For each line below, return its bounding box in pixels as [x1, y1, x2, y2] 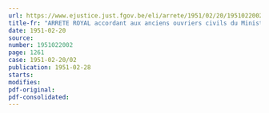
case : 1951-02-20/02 [8, 56, 78, 64]
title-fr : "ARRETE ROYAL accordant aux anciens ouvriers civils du [8, 19, 239, 27]
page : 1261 [8, 49, 45, 56]
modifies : [8, 78, 42, 86]
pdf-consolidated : [8, 93, 70, 101]
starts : [8, 71, 34, 79]
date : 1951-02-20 [8, 26, 66, 34]
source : [8, 33, 34, 42]
